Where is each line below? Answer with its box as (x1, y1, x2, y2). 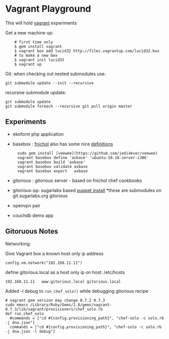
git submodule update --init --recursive (5, 80, 94, 85)
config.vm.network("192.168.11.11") (5, 260, 82, 265)
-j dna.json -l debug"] (5, 329, 56, 334)
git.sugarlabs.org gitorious (12, 193, 68, 199)
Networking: (5, 240, 31, 246)
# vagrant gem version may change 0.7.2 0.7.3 (5, 298, 105, 303)
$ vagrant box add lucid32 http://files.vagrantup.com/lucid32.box (14, 48, 159, 53)
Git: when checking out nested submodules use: (5, 71, 106, 77)
